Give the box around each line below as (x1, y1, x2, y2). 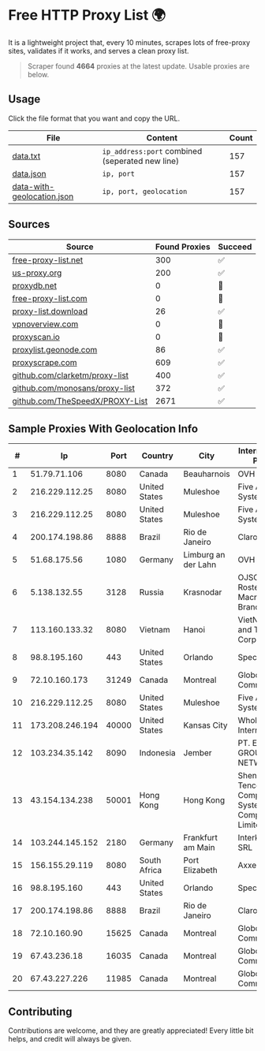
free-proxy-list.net (12, 254, 84, 265)
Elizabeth (183, 865, 218, 876)
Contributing (8, 1004, 73, 1018)
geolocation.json (12, 191, 74, 202)
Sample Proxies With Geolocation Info (8, 422, 199, 435)
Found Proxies (155, 241, 211, 252)
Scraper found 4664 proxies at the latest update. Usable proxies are (27, 61, 250, 71)
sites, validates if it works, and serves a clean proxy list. (8, 46, 189, 55)
